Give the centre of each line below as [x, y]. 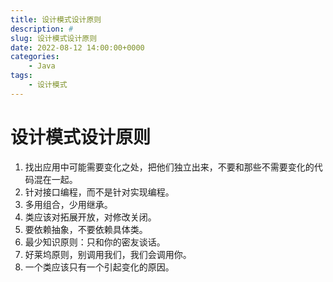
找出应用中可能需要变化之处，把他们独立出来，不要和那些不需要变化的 [169, 167]
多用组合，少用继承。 [68, 204]
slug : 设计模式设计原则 [54, 38]
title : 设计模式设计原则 [56, 19]
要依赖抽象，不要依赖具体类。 [86, 229]
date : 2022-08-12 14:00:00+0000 [77, 47]
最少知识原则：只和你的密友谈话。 [95, 242]
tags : [21, 76]
